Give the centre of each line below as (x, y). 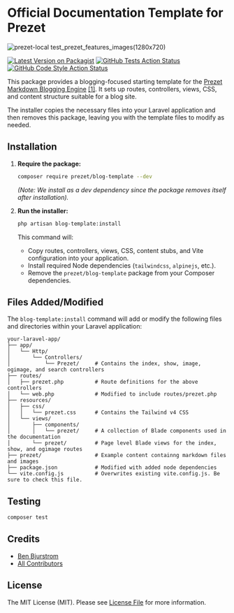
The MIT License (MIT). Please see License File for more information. (107, 602)
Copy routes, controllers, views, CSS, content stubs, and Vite (116, 250)
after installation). (43, 197)
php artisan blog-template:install (69, 224)
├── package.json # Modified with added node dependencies (112, 468)
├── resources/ (29, 401)
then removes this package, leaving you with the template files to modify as (116, 117)
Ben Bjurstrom (38, 556)
